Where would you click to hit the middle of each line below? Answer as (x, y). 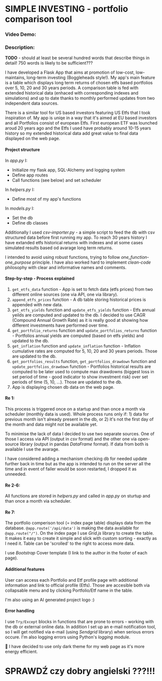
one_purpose (18, 262)
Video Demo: (21, 34)
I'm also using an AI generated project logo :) (50, 600)
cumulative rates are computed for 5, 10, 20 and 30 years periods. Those (85, 351)
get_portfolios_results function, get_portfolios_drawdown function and (84, 361)
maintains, (15, 78)
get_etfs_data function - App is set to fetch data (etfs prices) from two (82, 289)
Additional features (25, 569)
